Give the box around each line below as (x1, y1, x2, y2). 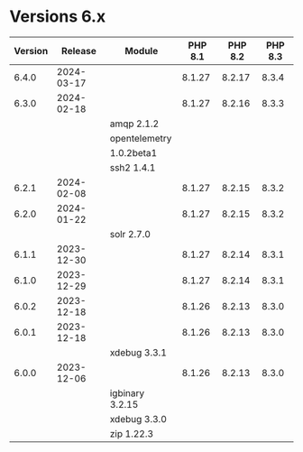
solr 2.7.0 (109, 227, 151, 240)
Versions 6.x (9, 6, 106, 27)
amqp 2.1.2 (109, 117, 160, 130)
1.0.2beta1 (109, 146, 158, 159)
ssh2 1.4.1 (109, 161, 156, 173)
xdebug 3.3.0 (109, 412, 167, 425)
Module (124, 44, 159, 57)
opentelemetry (109, 132, 172, 144)
